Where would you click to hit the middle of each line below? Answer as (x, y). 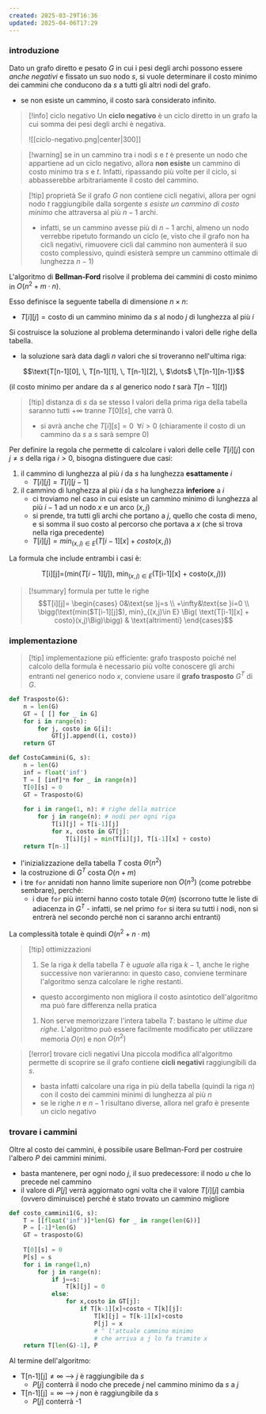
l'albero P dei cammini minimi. (58, 1158)
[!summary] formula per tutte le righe (89, 591)
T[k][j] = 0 (85, 1287)
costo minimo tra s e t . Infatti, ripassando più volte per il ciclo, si (132, 171)
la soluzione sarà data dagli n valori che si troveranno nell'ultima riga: (133, 356)
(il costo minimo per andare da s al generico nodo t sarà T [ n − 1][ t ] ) (118, 387)
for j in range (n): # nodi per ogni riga (107, 817)
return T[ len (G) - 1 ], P (61, 1346)
